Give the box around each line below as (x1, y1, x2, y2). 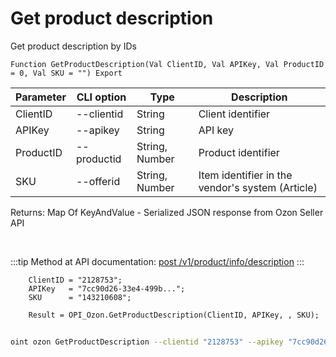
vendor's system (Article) (198, 180, 318, 194)
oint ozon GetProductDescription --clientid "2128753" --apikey (10, 337, 284, 347)
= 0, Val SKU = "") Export (10, 68, 123, 78)
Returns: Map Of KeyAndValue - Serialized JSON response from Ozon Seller (10, 206, 324, 218)
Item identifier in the (198, 168, 293, 182)
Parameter (15, 90, 67, 104)
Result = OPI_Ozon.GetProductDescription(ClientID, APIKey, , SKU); (28, 310, 320, 320)
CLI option (76, 90, 127, 104)
